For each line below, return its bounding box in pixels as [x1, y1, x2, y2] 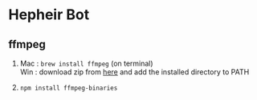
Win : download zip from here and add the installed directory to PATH [19, 67, 250, 77]
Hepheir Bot [8, 6, 90, 24]
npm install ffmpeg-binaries [19, 84, 118, 92]
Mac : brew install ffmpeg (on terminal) [19, 58, 154, 68]
